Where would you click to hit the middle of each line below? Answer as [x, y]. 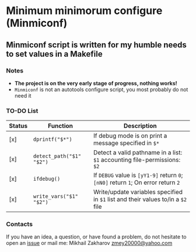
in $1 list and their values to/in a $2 [140, 199]
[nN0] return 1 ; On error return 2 [136, 182]
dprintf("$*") [52, 139]
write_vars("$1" [56, 196]
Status [18, 126]
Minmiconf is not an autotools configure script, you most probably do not [101, 89]
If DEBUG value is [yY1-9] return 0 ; [138, 175]
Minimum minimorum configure [84, 11]
